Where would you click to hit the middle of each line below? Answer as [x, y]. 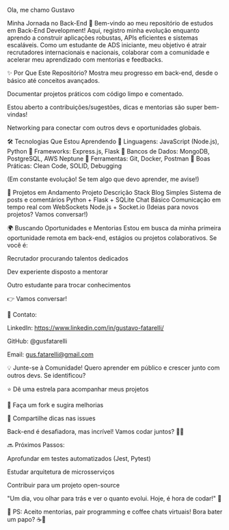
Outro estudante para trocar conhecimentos [69, 285]
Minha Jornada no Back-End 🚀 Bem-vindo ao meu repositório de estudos [110, 23]
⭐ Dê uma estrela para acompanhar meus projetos [78, 389]
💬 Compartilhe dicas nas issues [51, 418]
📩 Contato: [22, 314]
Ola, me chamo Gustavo [41, 10]
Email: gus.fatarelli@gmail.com [50, 354]
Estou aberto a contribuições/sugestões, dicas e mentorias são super [105, 107]
